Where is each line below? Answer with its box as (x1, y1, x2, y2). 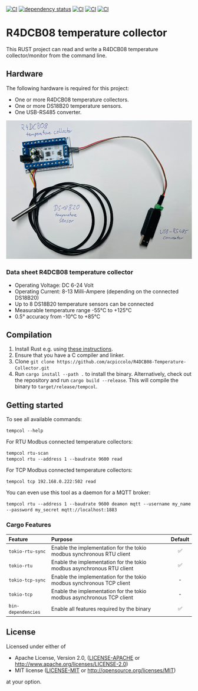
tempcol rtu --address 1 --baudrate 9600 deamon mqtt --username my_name (6, 501, 192, 507)
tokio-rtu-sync (8, 548, 46, 554)
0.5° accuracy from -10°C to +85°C (14, 313, 101, 320)
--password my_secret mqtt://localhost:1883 (6, 507, 117, 513)
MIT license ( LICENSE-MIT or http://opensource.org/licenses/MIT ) (14, 666, 176, 674)
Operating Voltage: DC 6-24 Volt (14, 282, 94, 289)
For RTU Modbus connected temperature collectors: (6, 438, 133, 445)
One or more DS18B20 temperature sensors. (14, 102, 123, 109)
